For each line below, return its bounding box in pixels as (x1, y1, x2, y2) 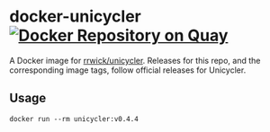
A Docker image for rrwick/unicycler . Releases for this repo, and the (9, 55, 261, 66)
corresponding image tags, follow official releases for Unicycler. (9, 65, 247, 75)
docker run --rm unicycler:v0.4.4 (9, 114, 139, 123)
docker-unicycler (9, 6, 141, 27)
